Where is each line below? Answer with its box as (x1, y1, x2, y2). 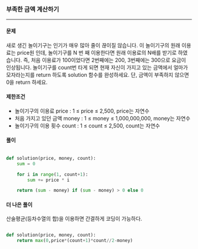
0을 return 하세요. (6, 78, 48, 86)
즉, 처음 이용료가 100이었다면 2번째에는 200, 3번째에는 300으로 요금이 (23, 56, 186, 63)
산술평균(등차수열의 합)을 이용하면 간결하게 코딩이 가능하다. (6, 215, 143, 222)
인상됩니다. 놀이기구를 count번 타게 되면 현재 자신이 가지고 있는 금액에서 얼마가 (6, 64, 189, 71)
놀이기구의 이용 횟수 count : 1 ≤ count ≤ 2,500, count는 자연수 (14, 122, 160, 129)
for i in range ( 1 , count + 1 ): (16, 171, 88, 178)
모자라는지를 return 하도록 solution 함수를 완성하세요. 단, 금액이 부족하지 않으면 (6, 71, 190, 78)
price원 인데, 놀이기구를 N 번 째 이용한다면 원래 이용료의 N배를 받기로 (16, 49, 177, 56)
